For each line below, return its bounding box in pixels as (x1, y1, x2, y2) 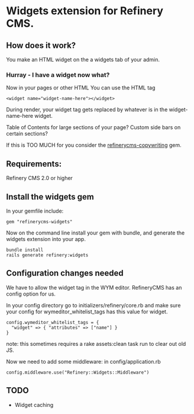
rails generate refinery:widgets (6, 252, 89, 258)
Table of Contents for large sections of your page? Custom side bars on (6, 124, 181, 131)
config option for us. (6, 290, 56, 297)
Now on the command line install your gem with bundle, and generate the (6, 229, 185, 236)
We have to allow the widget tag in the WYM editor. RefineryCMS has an (6, 284, 182, 291)
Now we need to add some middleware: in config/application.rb (6, 358, 161, 365)
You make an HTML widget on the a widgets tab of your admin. (6, 56, 160, 63)
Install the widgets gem (6, 191, 95, 202)
